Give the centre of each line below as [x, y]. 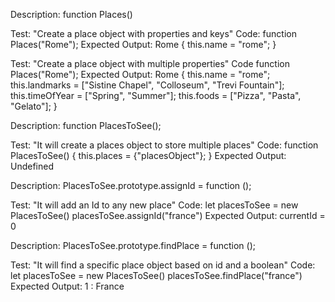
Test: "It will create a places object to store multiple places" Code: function [164, 145]
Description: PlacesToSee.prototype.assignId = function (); [131, 185]
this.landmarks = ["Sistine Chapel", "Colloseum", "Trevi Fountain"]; [147, 85]
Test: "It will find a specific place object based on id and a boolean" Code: [163, 265]
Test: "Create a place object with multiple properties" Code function [150, 63]
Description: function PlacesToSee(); [86, 125]
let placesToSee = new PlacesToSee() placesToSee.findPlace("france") [156, 275]
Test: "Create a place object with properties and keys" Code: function [153, 33]
